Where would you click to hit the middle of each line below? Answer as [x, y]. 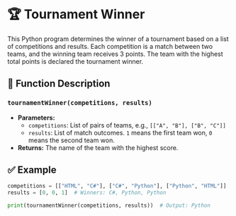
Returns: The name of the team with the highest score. [98, 147]
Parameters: [36, 118]
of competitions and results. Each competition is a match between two [110, 46]
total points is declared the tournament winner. [75, 61]
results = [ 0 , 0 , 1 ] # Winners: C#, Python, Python [87, 193]
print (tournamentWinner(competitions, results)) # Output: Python [109, 206]
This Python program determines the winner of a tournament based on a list [118, 39]
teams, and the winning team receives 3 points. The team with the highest [115, 54]
